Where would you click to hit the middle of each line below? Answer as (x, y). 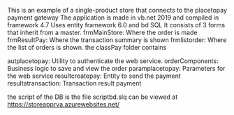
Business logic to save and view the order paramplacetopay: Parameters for (116, 68)
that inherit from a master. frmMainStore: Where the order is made (102, 32)
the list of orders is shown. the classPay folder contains (87, 47)
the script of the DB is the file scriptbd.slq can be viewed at (93, 97)
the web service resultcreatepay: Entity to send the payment (94, 76)
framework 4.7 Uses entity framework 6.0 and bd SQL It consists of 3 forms (116, 25)
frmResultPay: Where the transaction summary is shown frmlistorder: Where (117, 40)
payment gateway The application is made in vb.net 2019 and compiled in (113, 18)
